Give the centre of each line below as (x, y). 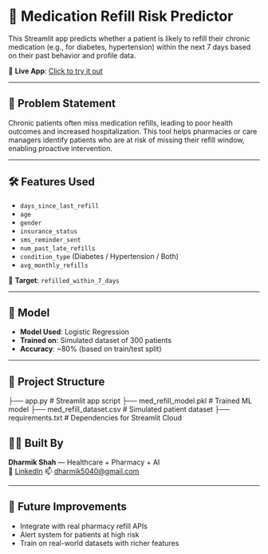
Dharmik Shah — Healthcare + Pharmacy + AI (84, 462)
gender (31, 223)
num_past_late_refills (57, 248)
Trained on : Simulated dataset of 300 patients (96, 341)
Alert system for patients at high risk (79, 534)
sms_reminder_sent (50, 240)
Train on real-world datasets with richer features (99, 543)
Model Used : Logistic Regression (75, 332)
